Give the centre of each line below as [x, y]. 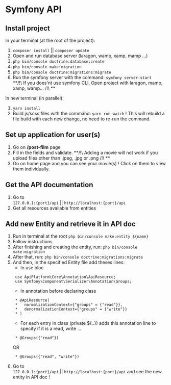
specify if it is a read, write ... [51, 329]
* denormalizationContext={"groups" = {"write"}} [71, 310]
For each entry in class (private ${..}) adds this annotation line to [88, 323]
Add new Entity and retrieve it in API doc [71, 224]
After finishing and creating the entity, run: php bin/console [75, 247]
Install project [28, 28]
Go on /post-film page [36, 147]
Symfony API [33, 9]
